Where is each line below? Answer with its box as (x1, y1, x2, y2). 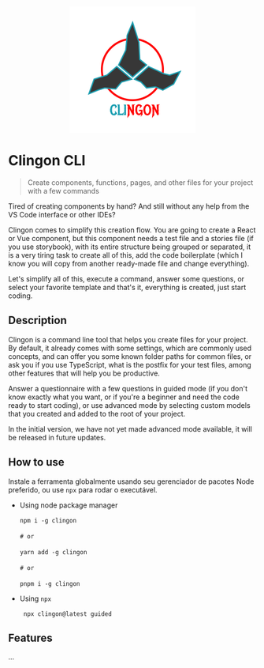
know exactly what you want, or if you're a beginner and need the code (8, 392, 240, 402)
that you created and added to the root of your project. (8, 409, 186, 418)
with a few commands (27, 186, 100, 195)
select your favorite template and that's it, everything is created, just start (8, 282, 247, 292)
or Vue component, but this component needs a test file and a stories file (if (8, 233, 254, 243)
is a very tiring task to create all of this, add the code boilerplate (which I (8, 250, 243, 259)
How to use (8, 455, 65, 469)
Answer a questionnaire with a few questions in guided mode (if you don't (8, 383, 248, 393)
